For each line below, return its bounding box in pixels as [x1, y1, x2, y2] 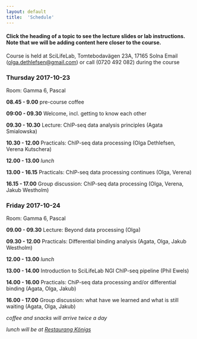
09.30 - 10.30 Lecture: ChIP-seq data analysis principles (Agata [6, 121, 163, 128]
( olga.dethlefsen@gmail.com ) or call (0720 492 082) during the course [6, 58, 180, 65]
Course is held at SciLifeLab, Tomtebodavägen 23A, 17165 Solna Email [6, 52, 178, 59]
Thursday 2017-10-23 [6, 73, 71, 81]
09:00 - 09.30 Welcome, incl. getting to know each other [6, 110, 147, 117]
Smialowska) [6, 128, 37, 134]
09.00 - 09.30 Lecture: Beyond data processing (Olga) [6, 227, 141, 234]
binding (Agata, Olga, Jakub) [6, 285, 77, 292]
